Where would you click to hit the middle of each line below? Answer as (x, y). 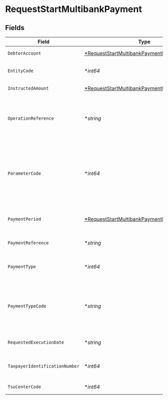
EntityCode (20, 71)
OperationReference (31, 118)
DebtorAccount (24, 53)
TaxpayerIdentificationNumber (44, 366)
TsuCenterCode (24, 387)
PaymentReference (28, 243)
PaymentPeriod (24, 219)
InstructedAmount (28, 88)
